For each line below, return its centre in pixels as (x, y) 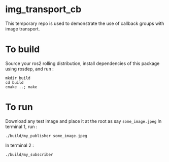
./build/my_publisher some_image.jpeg (46, 136)
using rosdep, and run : (30, 69)
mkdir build (18, 78)
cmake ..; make (21, 87)
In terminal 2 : (20, 145)
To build (23, 50)
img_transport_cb (43, 9)
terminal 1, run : (21, 126)
